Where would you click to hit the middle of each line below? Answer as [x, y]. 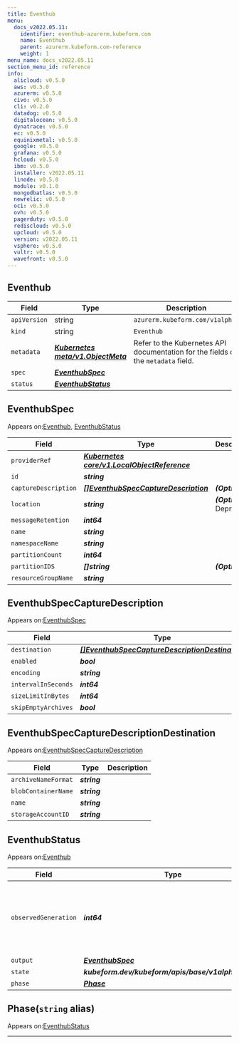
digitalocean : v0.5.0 [46, 120]
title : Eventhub [31, 14]
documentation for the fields [181, 352]
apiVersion [29, 320]
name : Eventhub [43, 41]
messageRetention [40, 520]
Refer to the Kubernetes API [180, 343]
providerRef [31, 460]
